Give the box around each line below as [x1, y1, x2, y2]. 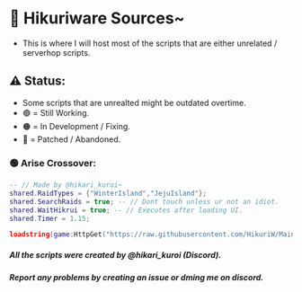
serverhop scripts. [22, 47, 91, 58]
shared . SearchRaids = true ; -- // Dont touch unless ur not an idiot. [9, 197, 280, 206]
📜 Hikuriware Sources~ [9, 8, 185, 29]
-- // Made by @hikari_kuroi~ [9, 181, 123, 190]
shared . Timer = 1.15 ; [9, 214, 91, 223]
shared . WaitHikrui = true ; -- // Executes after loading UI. [9, 206, 244, 215]
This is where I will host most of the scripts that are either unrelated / [22, 38, 278, 49]
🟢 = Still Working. [22, 107, 90, 118]
